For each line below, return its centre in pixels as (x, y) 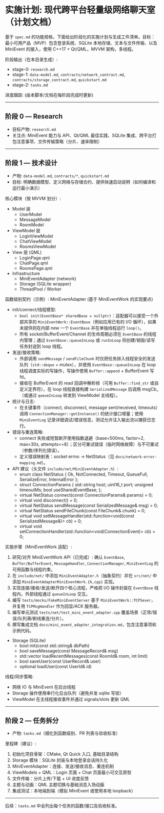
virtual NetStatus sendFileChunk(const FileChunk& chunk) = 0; (82, 510)
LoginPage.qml (34, 258)
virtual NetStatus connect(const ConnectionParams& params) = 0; (86, 495)
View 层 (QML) (27, 252)
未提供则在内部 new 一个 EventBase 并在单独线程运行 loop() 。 (82, 328)
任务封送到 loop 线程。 (42, 346)
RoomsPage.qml (36, 268)
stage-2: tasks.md (30, 85)
